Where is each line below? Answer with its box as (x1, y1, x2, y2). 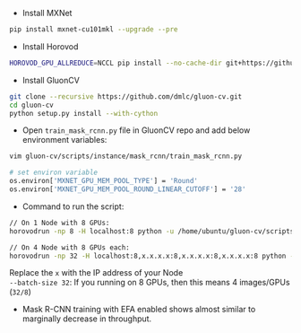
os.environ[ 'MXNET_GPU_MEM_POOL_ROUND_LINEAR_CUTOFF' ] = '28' (9, 185, 246, 194)
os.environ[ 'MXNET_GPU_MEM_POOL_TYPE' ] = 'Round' (9, 177, 199, 186)
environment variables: (21, 135, 107, 145)
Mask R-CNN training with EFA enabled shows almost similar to (21, 304, 256, 315)
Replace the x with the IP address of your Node (9, 267, 184, 278)
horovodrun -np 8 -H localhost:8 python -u (9, 226, 175, 236)
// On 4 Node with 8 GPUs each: (9, 242, 130, 252)
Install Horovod (21, 40, 79, 52)
